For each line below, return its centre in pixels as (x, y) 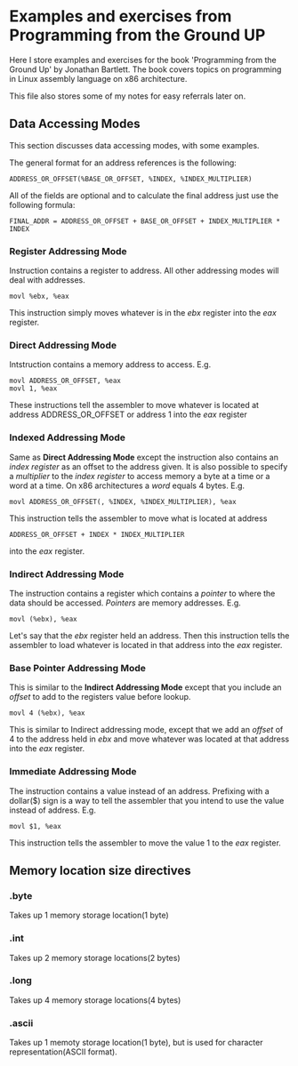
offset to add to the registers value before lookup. (100, 697)
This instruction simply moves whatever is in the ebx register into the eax (143, 313)
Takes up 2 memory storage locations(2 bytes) (95, 958)
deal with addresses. (48, 280)
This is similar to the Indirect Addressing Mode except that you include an (145, 687)
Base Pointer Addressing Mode (78, 668)
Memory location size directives (100, 870)
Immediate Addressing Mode (73, 772)
